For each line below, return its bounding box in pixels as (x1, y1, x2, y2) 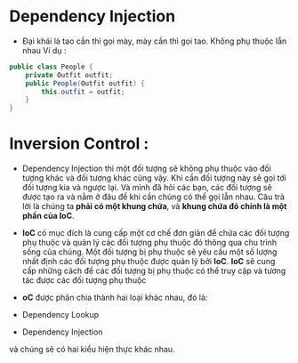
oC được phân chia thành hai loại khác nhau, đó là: (21, 292, 208, 303)
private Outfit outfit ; (25, 70, 114, 79)
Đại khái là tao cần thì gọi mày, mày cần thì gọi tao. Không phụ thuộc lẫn (21, 36, 287, 46)
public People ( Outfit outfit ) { (25, 78, 145, 88)
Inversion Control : (9, 133, 149, 154)
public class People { (9, 62, 93, 71)
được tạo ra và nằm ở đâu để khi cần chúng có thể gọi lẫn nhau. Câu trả (21, 191, 285, 202)
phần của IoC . (21, 211, 75, 222)
